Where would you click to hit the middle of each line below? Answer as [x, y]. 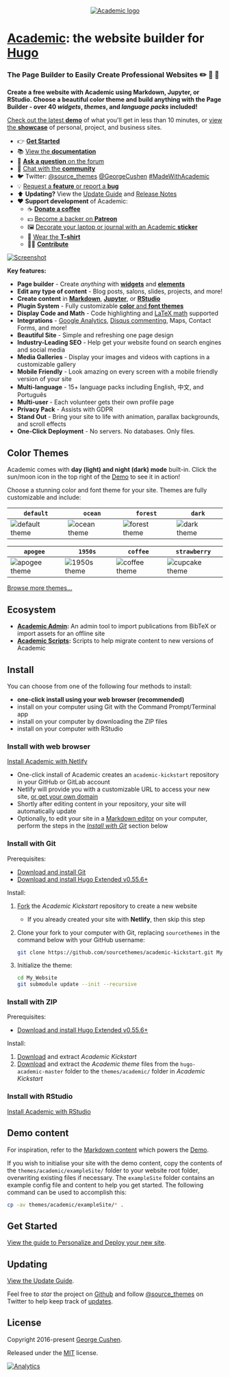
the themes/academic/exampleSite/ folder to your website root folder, [103, 1170]
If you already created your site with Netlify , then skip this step [116, 919]
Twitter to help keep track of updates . [60, 1301]
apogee [35, 552]
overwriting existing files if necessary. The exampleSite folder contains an [111, 1177]
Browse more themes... [40, 588]
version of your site [44, 379]
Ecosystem [31, 610]
